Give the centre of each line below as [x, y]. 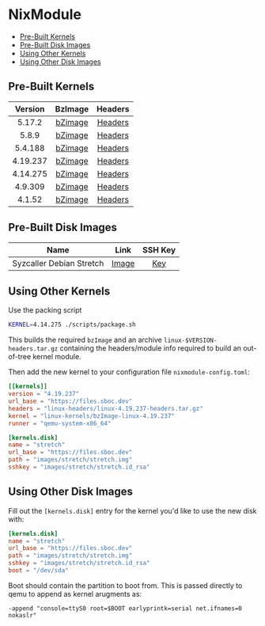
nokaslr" [23, 615]
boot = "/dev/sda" [38, 571]
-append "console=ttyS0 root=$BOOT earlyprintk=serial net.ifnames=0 [125, 608]
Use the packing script [45, 310]
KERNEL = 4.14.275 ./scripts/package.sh [72, 325]
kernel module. [57, 357]
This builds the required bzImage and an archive [85, 340]
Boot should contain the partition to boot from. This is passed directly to [125, 585]
